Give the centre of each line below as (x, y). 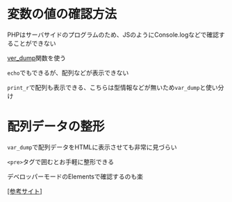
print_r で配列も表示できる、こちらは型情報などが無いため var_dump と (107, 87)
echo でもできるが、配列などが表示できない (68, 73)
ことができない (34, 43)
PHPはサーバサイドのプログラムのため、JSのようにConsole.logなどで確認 (113, 35)
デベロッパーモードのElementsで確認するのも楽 (75, 176)
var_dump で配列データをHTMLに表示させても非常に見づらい (92, 147)
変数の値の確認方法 (62, 14)
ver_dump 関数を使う (37, 58)
